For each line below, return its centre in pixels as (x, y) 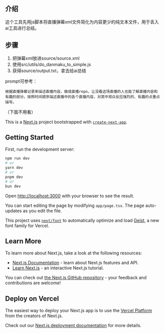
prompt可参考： (21, 81)
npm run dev (17, 159)
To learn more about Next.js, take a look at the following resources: (74, 253)
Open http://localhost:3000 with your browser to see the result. (70, 196)
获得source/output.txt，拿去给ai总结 (49, 71)
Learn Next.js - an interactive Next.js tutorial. (58, 268)
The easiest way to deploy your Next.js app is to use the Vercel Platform (79, 311)
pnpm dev (14, 177)
